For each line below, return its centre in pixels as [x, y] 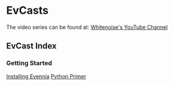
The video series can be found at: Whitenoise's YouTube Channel [87, 27]
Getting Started [29, 63]
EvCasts [28, 11]
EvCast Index [31, 46]
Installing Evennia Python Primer [46, 76]
